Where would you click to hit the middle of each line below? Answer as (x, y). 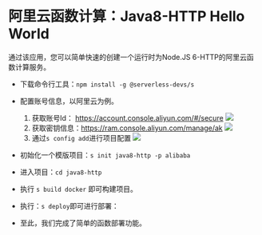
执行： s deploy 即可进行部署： (69, 205)
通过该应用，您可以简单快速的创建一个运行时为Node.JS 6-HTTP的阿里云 (128, 57)
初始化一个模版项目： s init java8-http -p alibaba (105, 155)
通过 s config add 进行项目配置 (81, 137)
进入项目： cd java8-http (61, 172)
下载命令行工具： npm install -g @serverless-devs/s (107, 84)
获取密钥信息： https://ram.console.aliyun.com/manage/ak (127, 128)
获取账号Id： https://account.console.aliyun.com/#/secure (127, 117)
